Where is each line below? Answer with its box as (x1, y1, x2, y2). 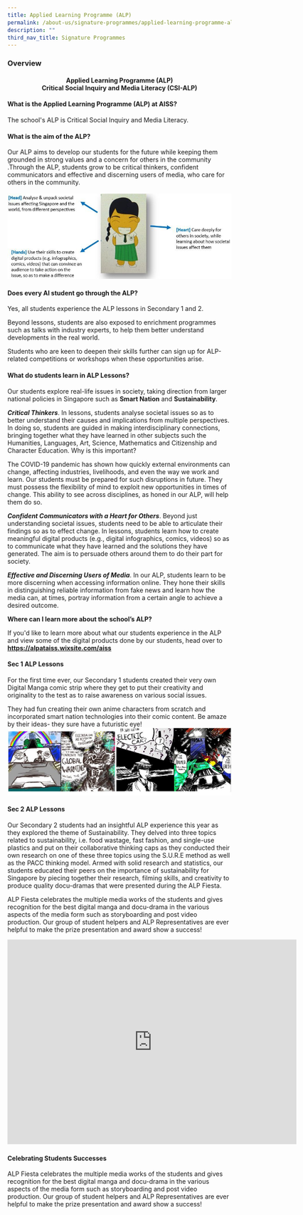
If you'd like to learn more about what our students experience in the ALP (7, 628, 222, 637)
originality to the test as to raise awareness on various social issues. (7, 690, 207, 699)
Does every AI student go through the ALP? (7, 288, 139, 297)
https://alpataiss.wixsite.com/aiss (7, 643, 112, 652)
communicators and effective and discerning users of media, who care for (7, 171, 225, 179)
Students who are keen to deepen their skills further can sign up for (7, 347, 206, 356)
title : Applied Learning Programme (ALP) (7, 11, 132, 19)
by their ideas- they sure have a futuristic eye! (7, 720, 142, 728)
